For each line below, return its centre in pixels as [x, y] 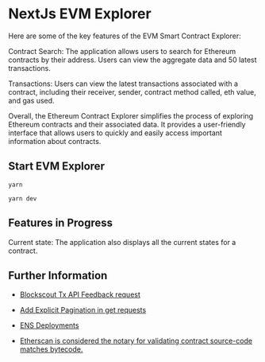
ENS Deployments [49, 325]
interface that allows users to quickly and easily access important [115, 133]
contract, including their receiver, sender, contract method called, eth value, [132, 91]
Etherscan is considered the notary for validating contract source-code [136, 341]
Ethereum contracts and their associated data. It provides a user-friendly [127, 124]
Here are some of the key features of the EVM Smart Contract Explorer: [125, 36]
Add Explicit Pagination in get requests [83, 310]
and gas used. [31, 100]
